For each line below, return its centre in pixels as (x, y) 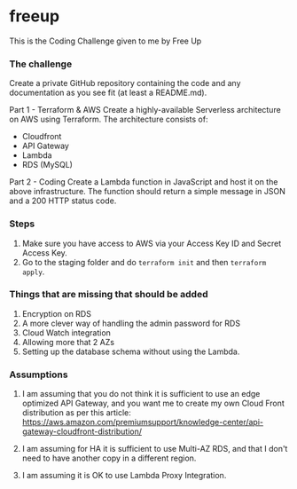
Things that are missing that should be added (109, 295)
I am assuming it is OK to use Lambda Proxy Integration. (124, 476)
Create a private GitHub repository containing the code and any (125, 83)
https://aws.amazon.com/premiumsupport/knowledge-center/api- (143, 422)
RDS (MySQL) (47, 165)
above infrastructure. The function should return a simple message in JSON (147, 192)
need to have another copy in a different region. (109, 458)
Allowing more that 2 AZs (68, 342)
